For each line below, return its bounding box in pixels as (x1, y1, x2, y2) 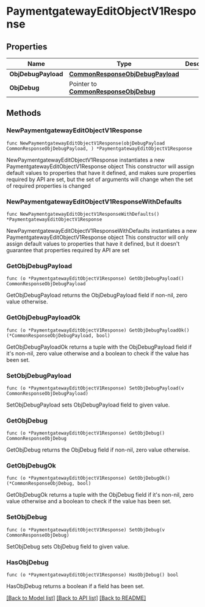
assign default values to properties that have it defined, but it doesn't (6, 240, 180, 247)
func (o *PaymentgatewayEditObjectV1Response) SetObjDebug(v (6, 527, 165, 533)
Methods (6, 108, 41, 118)
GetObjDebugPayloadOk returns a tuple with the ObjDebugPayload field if (6, 343, 192, 350)
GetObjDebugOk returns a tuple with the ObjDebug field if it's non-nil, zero (6, 491, 194, 499)
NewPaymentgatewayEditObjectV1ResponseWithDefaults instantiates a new (6, 227, 197, 234)
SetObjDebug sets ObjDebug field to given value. (6, 542, 130, 550)
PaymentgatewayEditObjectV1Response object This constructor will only (6, 233, 189, 241)
